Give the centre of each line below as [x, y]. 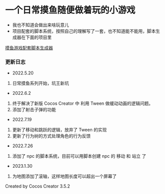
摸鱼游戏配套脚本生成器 [29, 48]
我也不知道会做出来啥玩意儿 [41, 25]
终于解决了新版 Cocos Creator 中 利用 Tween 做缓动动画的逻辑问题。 [83, 103]
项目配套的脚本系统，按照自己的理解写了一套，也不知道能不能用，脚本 [84, 31]
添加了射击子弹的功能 [34, 110]
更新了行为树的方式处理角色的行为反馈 [51, 136]
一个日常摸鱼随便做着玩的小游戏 [70, 10]
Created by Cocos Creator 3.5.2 [38, 186]
